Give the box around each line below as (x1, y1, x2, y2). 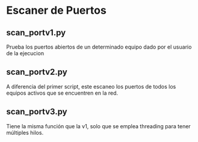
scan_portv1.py (6, 28, 66, 38)
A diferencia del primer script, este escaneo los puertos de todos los (6, 83, 176, 90)
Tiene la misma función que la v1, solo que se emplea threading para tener (6, 122, 191, 129)
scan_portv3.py (6, 107, 67, 117)
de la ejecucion (6, 50, 44, 57)
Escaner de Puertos (6, 4, 107, 17)
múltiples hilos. (6, 129, 44, 136)
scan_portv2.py (6, 67, 67, 77)
